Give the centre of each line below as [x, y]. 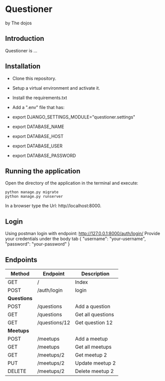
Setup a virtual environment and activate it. [56, 88]
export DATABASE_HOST [38, 136]
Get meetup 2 [91, 355]
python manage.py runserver [34, 197]
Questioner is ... [21, 50]
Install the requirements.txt [40, 98]
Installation [23, 66]
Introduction [25, 39]
